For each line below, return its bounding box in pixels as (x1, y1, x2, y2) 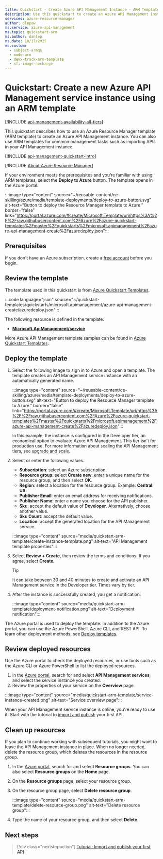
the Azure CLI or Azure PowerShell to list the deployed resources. (5, 663, 136, 669)
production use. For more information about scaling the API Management (12, 443, 158, 448)
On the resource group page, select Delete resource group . (12, 788, 132, 793)
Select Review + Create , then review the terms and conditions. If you (12, 552, 150, 559)
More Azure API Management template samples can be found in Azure (5, 335, 146, 341)
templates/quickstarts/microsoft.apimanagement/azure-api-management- (5, 302, 153, 308)
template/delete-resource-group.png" (12, 802, 88, 808)
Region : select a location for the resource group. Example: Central (19, 482, 153, 488)
